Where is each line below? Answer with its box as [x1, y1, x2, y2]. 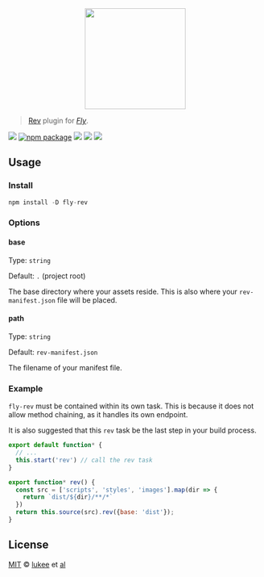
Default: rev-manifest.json [8, 347, 98, 357]
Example [8, 383, 43, 394]
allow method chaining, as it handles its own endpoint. [8, 410, 188, 420]
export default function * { [8, 441, 103, 449]
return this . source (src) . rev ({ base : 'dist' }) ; [15, 508, 175, 516]
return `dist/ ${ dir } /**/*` [23, 493, 113, 501]
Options [8, 217, 40, 228]
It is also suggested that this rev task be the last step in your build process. [8, 425, 257, 435]
